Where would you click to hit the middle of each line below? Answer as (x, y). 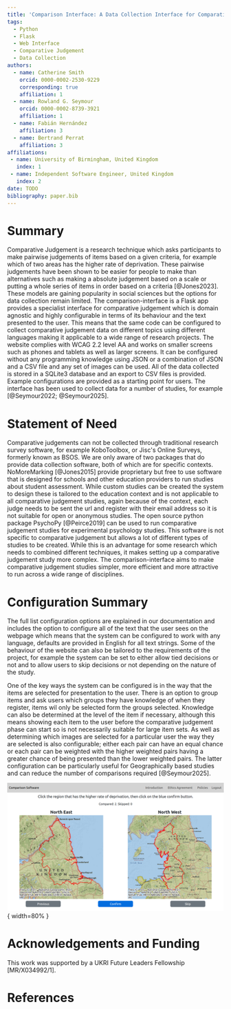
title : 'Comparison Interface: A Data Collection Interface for (101, 14)
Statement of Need (62, 424)
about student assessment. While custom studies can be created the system (115, 487)
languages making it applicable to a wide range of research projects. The (111, 338)
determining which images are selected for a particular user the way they (111, 737)
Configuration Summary (78, 602)
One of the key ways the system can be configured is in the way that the (110, 686)
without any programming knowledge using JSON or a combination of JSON (115, 359)
